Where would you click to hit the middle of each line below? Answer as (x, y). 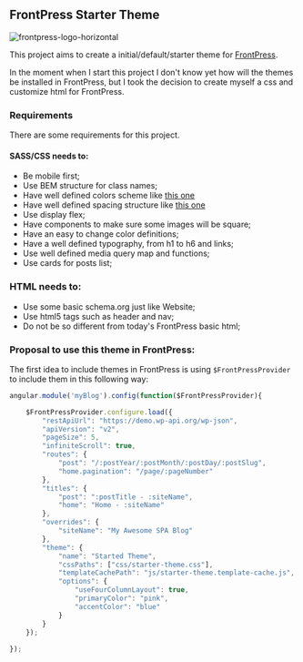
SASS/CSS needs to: (49, 156)
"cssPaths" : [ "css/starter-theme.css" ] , (136, 565)
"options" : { (82, 582)
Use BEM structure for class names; (90, 186)
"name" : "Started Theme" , (107, 556)
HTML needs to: (45, 287)
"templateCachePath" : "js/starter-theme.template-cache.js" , (177, 573)
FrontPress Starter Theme (85, 15)
